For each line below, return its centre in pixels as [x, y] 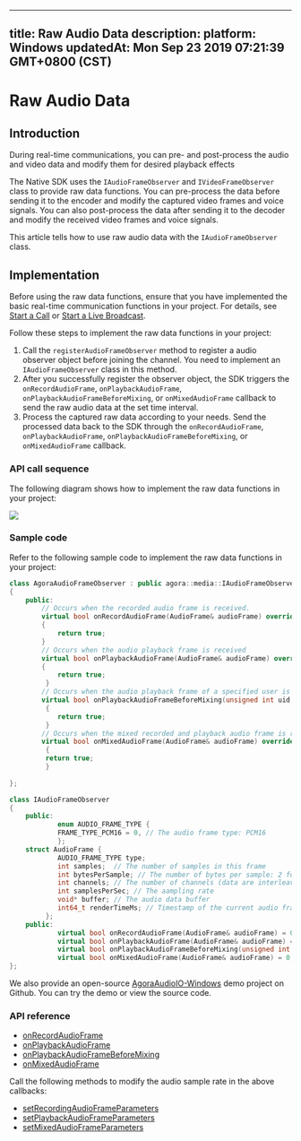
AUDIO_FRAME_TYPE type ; [101, 858]
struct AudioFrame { [64, 849]
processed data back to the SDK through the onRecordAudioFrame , [143, 427]
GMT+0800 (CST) [60, 62]
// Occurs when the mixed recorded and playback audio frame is [164, 733]
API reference [40, 1016]
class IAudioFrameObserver [60, 800]
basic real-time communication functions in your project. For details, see [143, 307]
